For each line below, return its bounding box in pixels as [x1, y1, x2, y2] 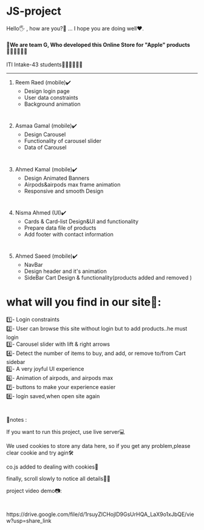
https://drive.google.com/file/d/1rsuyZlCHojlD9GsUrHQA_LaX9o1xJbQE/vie [6, 511, 194, 518]
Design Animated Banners [24, 174, 90, 182]
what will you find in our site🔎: [6, 295, 161, 309]
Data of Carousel [24, 144, 67, 151]
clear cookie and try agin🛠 [6, 449, 74, 456]
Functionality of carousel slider [24, 137, 102, 145]
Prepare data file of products [24, 224, 97, 232]
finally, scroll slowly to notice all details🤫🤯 [6, 475, 110, 483]
